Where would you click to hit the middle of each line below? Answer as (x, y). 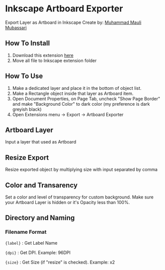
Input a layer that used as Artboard (41, 142)
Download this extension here (43, 55)
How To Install (28, 43)
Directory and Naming (40, 218)
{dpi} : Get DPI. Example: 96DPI (38, 252)
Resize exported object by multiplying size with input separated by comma (82, 170)
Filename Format (26, 232)
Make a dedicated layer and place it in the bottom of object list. (77, 88)
